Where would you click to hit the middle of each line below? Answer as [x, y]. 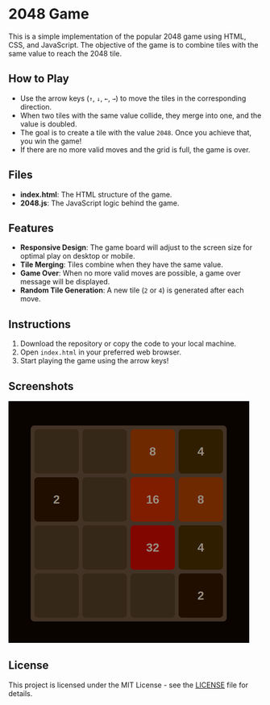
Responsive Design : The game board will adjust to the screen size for [136, 247]
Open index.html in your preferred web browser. [101, 352]
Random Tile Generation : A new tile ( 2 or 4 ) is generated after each [132, 290]
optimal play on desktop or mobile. [77, 256]
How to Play [39, 79]
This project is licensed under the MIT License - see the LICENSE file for [128, 685]
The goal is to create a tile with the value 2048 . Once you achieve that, [136, 132]
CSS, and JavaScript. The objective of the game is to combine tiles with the [133, 44]
